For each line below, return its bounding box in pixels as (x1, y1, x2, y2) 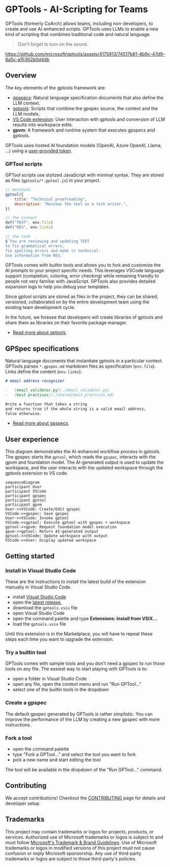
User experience (5, 435, 59, 443)
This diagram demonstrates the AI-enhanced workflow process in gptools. (5, 449, 161, 455)
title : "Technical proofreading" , (14, 197, 87, 202)
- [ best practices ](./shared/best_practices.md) (5, 392, 115, 398)
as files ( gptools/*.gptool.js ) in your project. (5, 177, 101, 184)
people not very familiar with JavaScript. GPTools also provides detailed (5, 278, 156, 285)
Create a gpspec (5, 699, 47, 706)
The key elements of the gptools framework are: (5, 85, 106, 91)
